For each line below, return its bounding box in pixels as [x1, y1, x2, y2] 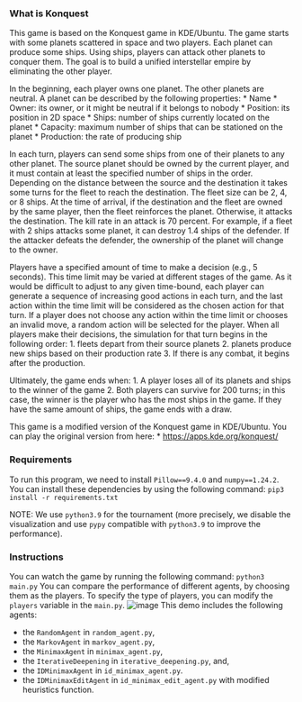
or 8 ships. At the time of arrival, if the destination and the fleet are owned [9, 196, 283, 207]
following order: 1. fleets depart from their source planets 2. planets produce [9, 339, 292, 350]
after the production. [9, 358, 85, 369]
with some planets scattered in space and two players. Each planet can [9, 37, 273, 48]
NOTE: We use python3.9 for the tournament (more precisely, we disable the [9, 508, 291, 520]
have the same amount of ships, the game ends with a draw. [9, 404, 232, 415]
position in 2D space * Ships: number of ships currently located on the [9, 112, 270, 123]
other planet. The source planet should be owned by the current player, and [9, 159, 289, 169]
